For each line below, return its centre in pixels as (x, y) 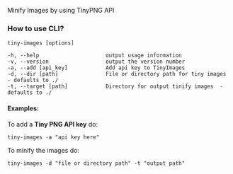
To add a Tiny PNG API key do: (52, 124)
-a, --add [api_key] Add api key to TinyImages (96, 68)
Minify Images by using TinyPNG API (61, 10)
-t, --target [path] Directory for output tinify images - (115, 87)
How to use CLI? (36, 28)
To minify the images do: (44, 150)
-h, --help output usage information (95, 56)
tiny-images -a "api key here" (53, 137)
